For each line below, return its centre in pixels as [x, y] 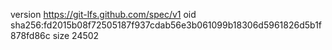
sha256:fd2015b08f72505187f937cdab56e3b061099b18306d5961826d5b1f [166, 25]
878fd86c [30, 35]
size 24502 [76, 35]
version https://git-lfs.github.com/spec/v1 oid [103, 14]
